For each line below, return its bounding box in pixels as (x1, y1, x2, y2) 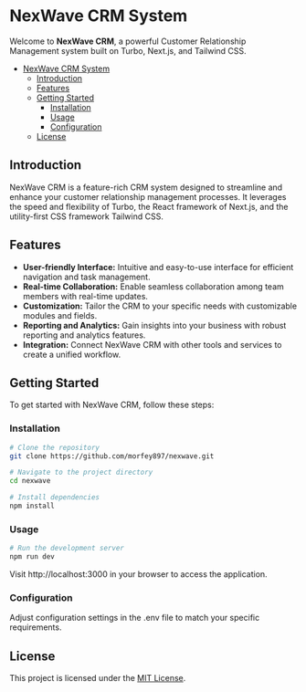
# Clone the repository (9, 443, 100, 452)
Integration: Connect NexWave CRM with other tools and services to (22, 339, 282, 350)
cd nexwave (9, 477, 51, 486)
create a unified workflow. (22, 349, 121, 360)
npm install (9, 501, 55, 511)
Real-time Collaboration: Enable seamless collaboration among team (22, 280, 285, 292)
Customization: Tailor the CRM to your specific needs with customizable (22, 300, 298, 311)
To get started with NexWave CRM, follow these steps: (9, 399, 215, 411)
